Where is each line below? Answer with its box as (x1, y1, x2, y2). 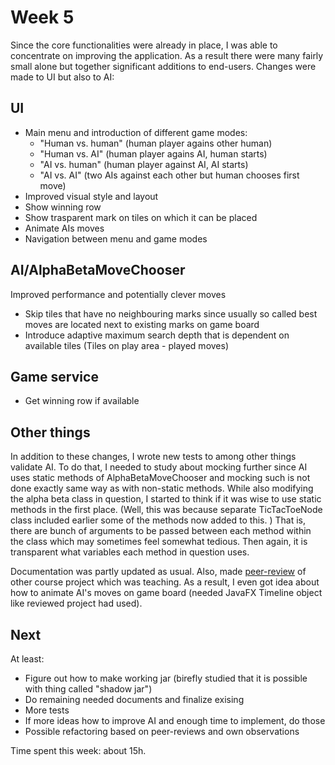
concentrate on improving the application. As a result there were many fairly (10, 49, 324, 61)
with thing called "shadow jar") (24, 683, 153, 695)
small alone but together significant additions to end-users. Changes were (10, 60, 317, 72)
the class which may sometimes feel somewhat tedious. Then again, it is (10, 536, 308, 548)
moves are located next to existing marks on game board (24, 318, 260, 330)
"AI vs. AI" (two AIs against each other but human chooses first (39, 169, 300, 181)
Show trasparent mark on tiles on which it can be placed (24, 211, 258, 223)
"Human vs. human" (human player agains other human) (39, 137, 273, 149)
